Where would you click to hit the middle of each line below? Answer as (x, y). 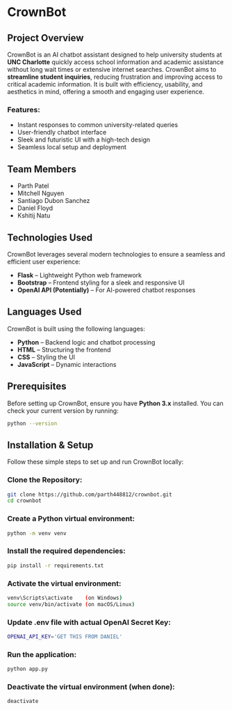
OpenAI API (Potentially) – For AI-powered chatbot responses (106, 289)
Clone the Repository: (45, 480)
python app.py (28, 669)
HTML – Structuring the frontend (64, 349)
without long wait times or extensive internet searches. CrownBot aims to (112, 69)
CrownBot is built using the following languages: (76, 328)
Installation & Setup (50, 445)
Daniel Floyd (35, 208)
